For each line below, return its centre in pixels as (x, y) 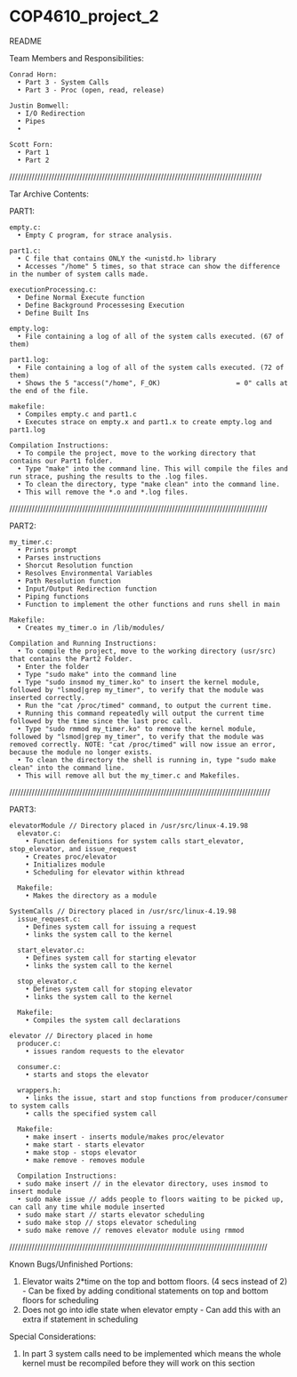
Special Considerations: (52, 1336)
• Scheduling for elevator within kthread (105, 872)
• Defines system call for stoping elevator (109, 989)
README (26, 41)
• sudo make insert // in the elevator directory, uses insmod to (143, 1184)
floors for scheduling (60, 1300)
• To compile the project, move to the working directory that (136, 453)
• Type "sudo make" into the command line (97, 674)
